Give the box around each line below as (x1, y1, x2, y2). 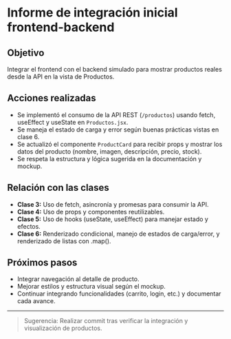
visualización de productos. (23, 324, 102, 332)
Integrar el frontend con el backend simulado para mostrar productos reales (7, 65, 222, 73)
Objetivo (7, 47, 45, 59)
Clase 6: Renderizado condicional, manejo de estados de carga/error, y (16, 229, 220, 238)
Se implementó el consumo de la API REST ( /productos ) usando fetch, (16, 110, 216, 119)
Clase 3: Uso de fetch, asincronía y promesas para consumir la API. (16, 200, 209, 208)
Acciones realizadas (7, 92, 96, 104)
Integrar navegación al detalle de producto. (16, 275, 140, 283)
